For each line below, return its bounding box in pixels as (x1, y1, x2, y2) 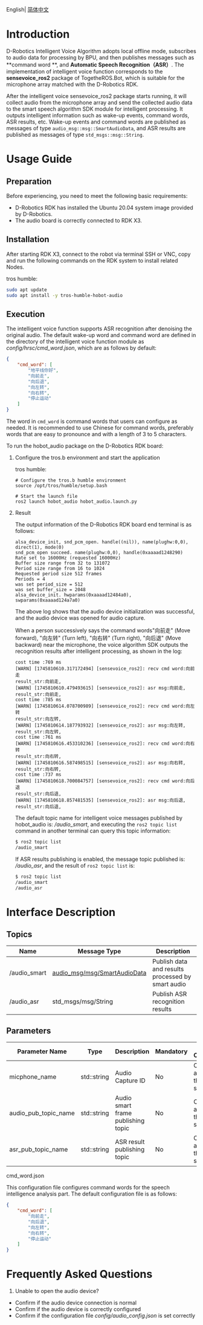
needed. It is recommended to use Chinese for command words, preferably (6, 424, 194, 431)
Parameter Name (17, 1047, 67, 1056)
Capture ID (114, 1076, 146, 1085)
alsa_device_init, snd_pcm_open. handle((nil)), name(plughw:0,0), (14, 539, 188, 545)
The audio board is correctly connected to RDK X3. (14, 217, 142, 224)
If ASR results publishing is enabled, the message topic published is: (14, 856, 185, 863)
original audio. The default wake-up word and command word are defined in (6, 332, 196, 339)
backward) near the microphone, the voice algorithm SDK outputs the (14, 641, 188, 649)
